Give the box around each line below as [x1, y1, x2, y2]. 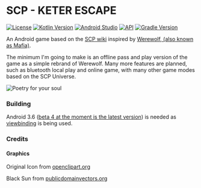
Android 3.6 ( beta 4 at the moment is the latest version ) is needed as [6, 113, 176, 121]
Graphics [6, 149, 30, 157]
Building [6, 99, 31, 108]
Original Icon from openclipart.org [6, 163, 90, 170]
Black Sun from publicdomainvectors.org [6, 175, 108, 182]
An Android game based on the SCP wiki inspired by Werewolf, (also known [6, 35, 194, 42]
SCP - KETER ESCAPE [6, 4, 117, 18]
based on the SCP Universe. [6, 73, 76, 80]
